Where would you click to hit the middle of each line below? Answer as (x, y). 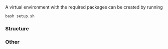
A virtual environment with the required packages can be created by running (84, 7)
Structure (17, 28)
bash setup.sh (20, 16)
